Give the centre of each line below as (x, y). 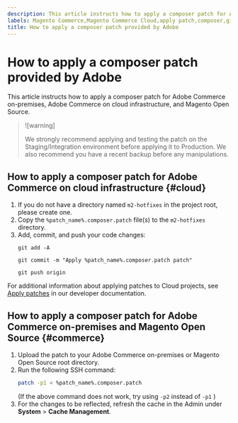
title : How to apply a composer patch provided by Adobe (93, 27)
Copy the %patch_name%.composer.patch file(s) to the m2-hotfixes (111, 220)
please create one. (45, 213)
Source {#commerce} (56, 338)
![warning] (40, 125)
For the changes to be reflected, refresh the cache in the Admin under (120, 404)
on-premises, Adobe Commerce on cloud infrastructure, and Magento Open (118, 104)
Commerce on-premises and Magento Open (106, 327)
